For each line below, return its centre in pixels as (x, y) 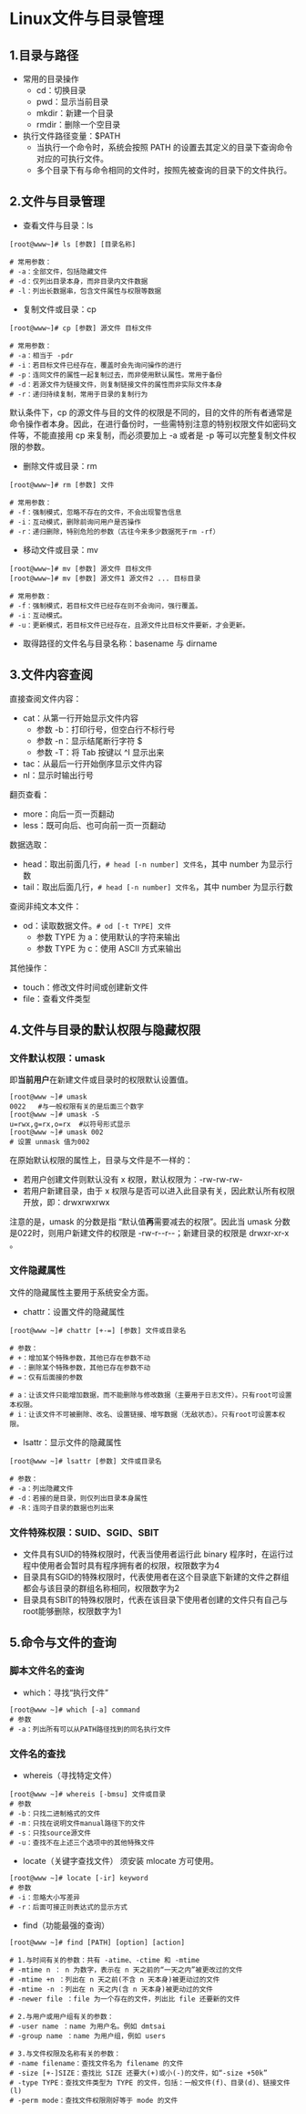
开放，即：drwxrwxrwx (66, 1203)
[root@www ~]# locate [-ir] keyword (79, 1878)
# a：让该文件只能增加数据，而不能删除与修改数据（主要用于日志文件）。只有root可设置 (151, 1395)
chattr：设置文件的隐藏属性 (74, 1311)
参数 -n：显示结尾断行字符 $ (89, 741)
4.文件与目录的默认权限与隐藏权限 (105, 1031)
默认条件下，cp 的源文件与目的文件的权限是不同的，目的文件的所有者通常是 (151, 412)
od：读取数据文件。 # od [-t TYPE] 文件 (97, 925)
